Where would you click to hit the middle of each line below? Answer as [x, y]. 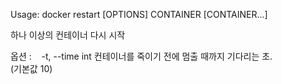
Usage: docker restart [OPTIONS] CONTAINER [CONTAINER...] [139, 14]
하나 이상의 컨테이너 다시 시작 [68, 35]
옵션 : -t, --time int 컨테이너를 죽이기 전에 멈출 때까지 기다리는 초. [141, 56]
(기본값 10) [31, 68]
